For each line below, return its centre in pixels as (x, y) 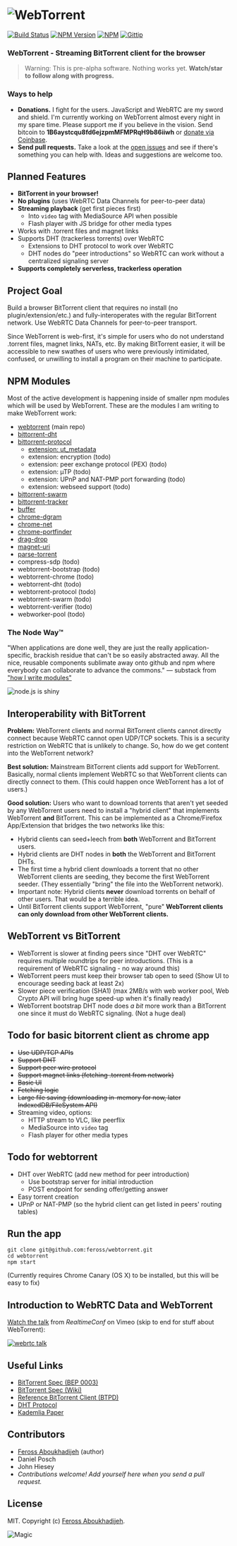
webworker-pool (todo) (51, 614)
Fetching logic (38, 1089)
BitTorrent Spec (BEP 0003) (58, 1382)
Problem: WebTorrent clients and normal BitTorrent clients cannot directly (115, 731)
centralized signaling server (68, 261)
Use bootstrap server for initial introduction (91, 1181)
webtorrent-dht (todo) (49, 584)
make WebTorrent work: (42, 413)
